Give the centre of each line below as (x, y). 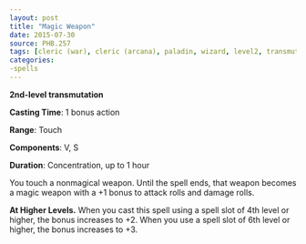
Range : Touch (36, 129)
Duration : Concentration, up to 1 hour (80, 165)
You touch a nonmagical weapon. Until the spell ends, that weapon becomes (153, 182)
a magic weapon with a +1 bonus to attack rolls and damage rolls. (132, 192)
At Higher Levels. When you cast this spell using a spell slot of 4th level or (149, 209)
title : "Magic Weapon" (52, 26)
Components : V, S (44, 147)
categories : (32, 60)
